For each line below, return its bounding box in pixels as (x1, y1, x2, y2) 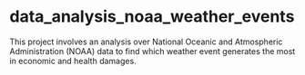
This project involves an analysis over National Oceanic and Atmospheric (9, 36, 283, 47)
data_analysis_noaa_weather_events (9, 6, 295, 27)
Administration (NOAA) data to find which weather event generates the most (9, 45, 296, 56)
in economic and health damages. (9, 55, 137, 66)
